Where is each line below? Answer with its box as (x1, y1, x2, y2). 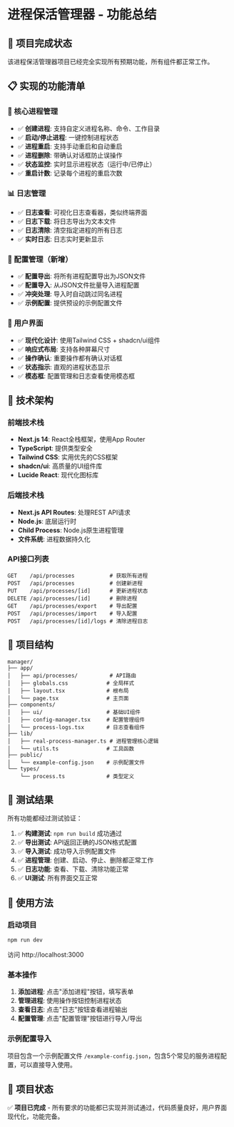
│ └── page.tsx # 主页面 (7, 695, 129, 702)
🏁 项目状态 (7, 1083, 54, 1096)
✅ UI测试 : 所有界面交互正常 (17, 874, 98, 882)
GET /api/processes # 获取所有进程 (7, 572, 148, 579)
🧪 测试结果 (7, 794, 54, 806)
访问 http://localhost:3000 (7, 950, 84, 959)
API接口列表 (7, 554, 49, 564)
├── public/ (7, 751, 43, 758)
